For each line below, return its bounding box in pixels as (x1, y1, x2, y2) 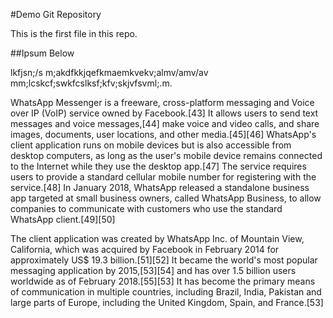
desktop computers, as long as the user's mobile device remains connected (10, 150, 323, 161)
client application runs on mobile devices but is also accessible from (10, 139, 292, 151)
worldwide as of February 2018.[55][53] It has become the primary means (10, 275, 316, 287)
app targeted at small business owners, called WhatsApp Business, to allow (10, 192, 322, 204)
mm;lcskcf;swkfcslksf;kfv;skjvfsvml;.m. (10, 77, 173, 89)
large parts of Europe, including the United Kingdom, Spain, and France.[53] (10, 297, 324, 308)
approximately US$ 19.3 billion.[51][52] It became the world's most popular (10, 254, 318, 266)
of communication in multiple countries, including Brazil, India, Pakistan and (10, 286, 322, 298)
